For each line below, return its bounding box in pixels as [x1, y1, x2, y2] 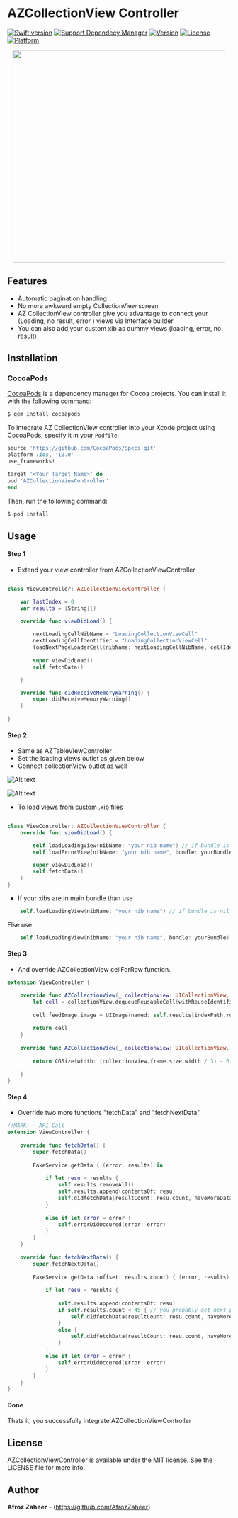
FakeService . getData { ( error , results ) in [33, 1162, 163, 1169]
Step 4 [7, 1092, 28, 1101]
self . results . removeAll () [57, 1182, 135, 1189]
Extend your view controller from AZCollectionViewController [17, 565, 196, 574]
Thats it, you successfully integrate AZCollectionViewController [7, 1417, 192, 1425]
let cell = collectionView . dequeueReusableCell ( [33, 998, 179, 1005]
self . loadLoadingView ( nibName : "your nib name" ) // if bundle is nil [20, 908, 230, 915]
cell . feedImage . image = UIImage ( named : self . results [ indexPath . [33, 1012, 227, 1019]
